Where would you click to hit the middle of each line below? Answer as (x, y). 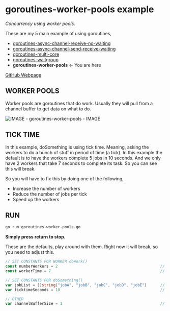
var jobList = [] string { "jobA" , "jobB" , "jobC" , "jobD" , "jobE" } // (85, 285)
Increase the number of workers (46, 188)
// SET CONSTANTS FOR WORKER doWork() (46, 261)
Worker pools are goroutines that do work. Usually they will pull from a (79, 103)
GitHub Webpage (23, 75)
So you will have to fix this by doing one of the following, (64, 178)
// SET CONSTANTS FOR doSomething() (44, 280)
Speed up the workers (36, 199)
